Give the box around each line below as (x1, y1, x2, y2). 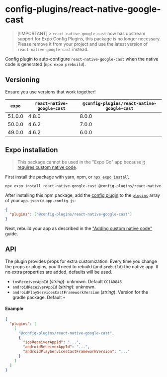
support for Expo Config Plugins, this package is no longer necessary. (17, 36, 161, 42)
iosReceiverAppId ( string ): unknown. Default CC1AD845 (12, 278, 122, 284)
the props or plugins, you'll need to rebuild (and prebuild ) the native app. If (5, 263, 159, 269)
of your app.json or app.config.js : (5, 198, 76, 204)
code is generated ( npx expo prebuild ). (5, 61, 86, 67)
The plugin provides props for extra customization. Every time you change (5, 258, 158, 264)
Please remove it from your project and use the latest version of (17, 41, 148, 47)
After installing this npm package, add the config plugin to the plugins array (5, 192, 161, 198)
